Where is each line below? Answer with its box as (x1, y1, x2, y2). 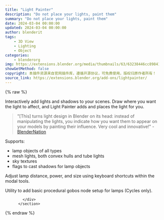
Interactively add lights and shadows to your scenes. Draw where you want (5, 98, 156, 104)
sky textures (12, 158, 38, 164)
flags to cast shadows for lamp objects (12, 163, 90, 169)
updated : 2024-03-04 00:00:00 (5, 25, 67, 30)
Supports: (5, 138, 25, 144)
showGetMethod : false (5, 67, 49, 72)
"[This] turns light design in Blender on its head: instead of (17, 113, 135, 119)
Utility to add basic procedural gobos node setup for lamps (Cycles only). (5, 187, 153, 194)
